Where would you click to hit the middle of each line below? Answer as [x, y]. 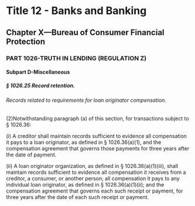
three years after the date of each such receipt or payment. [78, 197]
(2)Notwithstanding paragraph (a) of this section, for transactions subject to [97, 118]
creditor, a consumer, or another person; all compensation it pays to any [93, 178]
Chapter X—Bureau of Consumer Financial [85, 32]
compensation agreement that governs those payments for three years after [98, 148]
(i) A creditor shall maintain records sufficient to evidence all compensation [97, 136]
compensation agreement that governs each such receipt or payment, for [95, 191]
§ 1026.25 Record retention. [40, 85]
